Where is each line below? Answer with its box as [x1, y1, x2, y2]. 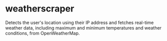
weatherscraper [5, 3, 74, 14]
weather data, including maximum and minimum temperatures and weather [5, 24, 162, 30]
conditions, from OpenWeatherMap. [5, 30, 80, 36]
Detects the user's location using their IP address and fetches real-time [5, 19, 154, 25]
